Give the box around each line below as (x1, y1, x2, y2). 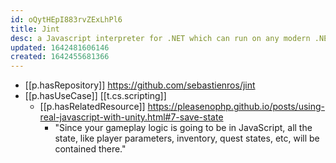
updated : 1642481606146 (10, 42, 110, 53)
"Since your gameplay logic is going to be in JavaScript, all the (54, 122, 313, 134)
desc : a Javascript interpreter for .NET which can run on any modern (10, 33, 311, 43)
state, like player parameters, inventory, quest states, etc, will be (54, 132, 320, 145)
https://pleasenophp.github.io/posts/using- (147, 101, 326, 113)
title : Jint (10, 24, 60, 34)
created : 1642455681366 (10, 52, 110, 62)
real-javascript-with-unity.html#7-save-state (39, 111, 224, 123)
